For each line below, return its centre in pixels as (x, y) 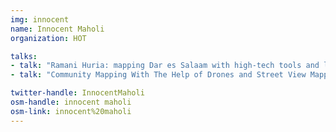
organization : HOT (48, 38)
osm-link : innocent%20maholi (71, 111)
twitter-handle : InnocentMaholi (77, 93)
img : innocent (40, 19)
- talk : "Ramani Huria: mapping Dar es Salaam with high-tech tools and (165, 66)
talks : (24, 56)
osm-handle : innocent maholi (71, 102)
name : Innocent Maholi (57, 29)
